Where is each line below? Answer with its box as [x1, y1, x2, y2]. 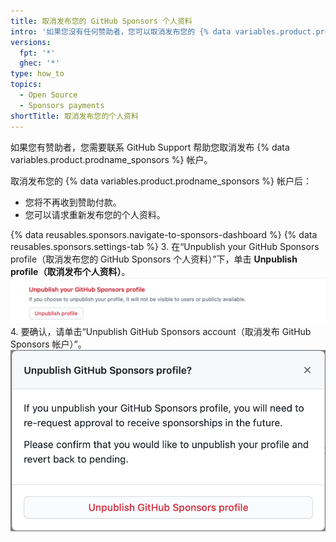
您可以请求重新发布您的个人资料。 [24, 208, 166, 220]
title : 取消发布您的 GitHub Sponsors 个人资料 [10, 16, 193, 26]
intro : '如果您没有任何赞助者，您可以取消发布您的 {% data [10, 26, 232, 37]
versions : [10, 37, 52, 47]
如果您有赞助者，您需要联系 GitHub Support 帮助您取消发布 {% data [10, 141, 290, 153]
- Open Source [19, 90, 78, 100]
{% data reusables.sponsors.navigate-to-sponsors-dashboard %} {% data [10, 228, 318, 240]
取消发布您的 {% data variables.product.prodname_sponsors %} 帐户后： [10, 175, 312, 187]
